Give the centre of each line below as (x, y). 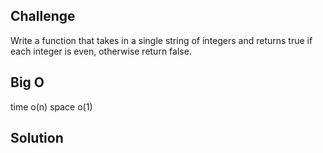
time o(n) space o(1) (51, 106)
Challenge (43, 16)
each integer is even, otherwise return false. (101, 51)
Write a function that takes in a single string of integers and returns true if (161, 40)
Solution (37, 138)
